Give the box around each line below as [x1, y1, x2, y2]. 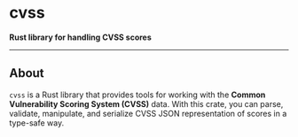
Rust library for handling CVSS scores [9, 32, 153, 42]
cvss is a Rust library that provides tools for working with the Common [9, 89, 266, 100]
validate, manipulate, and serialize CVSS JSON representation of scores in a [9, 108, 287, 118]
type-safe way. [9, 118, 65, 128]
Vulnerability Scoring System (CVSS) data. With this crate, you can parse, [9, 98, 284, 109]
